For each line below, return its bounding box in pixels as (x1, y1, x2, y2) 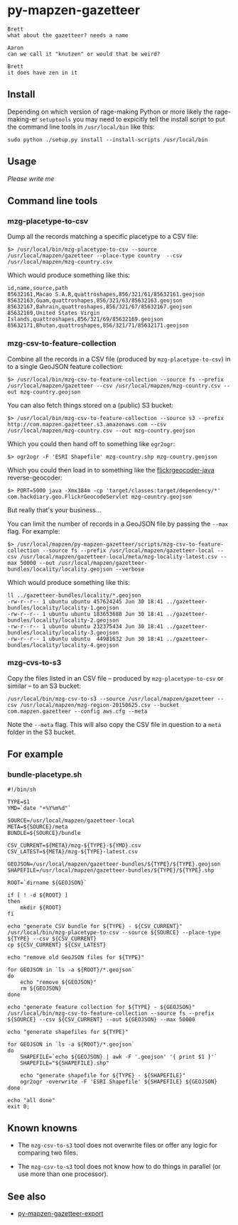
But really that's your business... (7, 505, 102, 514)
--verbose (115, 566, 144, 573)
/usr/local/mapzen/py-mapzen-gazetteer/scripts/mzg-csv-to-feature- (16, 541, 224, 548)
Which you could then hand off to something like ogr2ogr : (7, 439, 175, 448)
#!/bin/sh (7, 786, 37, 793)
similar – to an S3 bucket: (7, 681, 82, 690)
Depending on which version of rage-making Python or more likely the (7, 107, 213, 116)
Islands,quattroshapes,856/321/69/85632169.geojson (7, 315, 163, 323)
